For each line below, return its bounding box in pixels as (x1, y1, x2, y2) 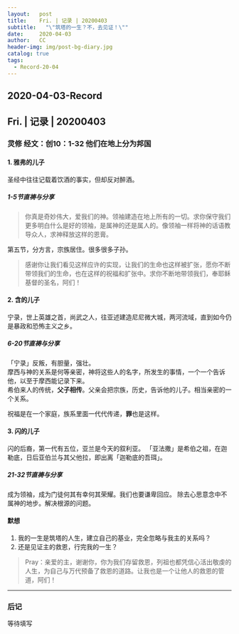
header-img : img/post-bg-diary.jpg (7, 43, 113, 51)
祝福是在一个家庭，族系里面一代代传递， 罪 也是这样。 (7, 409, 164, 417)
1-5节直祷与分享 (7, 193, 55, 202)
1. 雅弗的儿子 (7, 157, 45, 166)
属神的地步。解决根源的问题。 (7, 499, 95, 507)
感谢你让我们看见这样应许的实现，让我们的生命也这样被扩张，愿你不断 (24, 260, 231, 269)
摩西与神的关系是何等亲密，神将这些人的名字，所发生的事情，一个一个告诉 (7, 368, 225, 376)
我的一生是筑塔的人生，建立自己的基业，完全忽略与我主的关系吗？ (17, 534, 211, 542)
